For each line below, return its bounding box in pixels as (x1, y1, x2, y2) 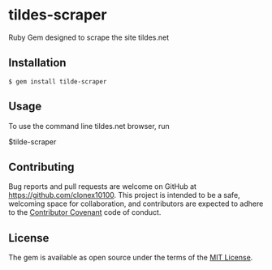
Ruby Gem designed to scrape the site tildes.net (8, 32, 170, 42)
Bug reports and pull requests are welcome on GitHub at (8, 182, 197, 191)
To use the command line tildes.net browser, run (8, 121, 171, 131)
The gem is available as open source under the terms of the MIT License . (8, 253, 253, 263)
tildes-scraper (8, 6, 107, 24)
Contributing (8, 160, 75, 174)
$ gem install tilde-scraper (8, 77, 107, 86)
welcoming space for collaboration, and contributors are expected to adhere (8, 199, 264, 208)
